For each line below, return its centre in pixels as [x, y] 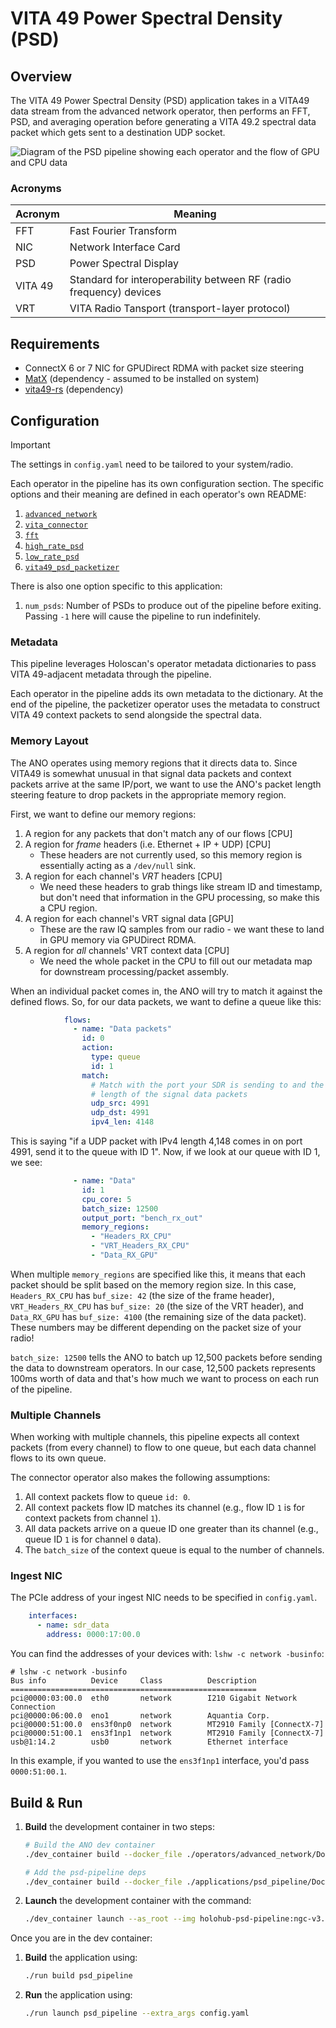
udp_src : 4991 [120, 1103]
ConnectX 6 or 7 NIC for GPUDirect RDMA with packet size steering [164, 368]
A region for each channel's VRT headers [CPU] [123, 876]
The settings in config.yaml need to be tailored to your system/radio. [152, 464]
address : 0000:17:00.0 [93, 1635]
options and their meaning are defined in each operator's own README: [158, 494]
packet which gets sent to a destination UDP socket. [118, 132]
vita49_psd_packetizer [72, 567]
